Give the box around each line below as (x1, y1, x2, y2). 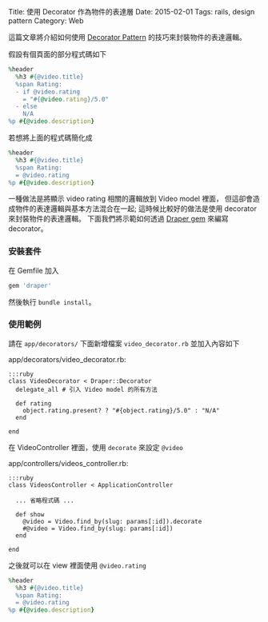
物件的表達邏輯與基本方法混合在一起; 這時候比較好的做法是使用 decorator (14, 204, 258, 213)
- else (15, 102, 38, 110)
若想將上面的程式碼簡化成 (8, 133, 93, 142)
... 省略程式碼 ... (15, 496, 74, 504)
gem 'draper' (8, 281, 52, 289)
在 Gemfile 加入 (8, 265, 59, 275)
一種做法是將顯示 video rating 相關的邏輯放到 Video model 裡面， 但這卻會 (8, 194, 254, 204)
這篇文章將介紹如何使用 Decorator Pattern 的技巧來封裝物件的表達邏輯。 (8, 33, 246, 42)
